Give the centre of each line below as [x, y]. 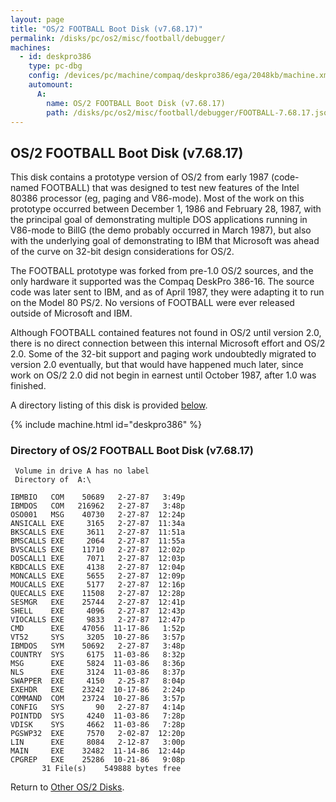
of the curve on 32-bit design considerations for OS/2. [122, 252]
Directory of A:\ [53, 480]
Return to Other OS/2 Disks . [67, 787]
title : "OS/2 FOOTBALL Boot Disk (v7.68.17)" [106, 29]
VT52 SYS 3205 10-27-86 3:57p [98, 637]
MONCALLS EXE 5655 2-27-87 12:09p [98, 576]
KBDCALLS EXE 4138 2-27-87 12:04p [98, 567]
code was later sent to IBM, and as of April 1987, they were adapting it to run [167, 292]
